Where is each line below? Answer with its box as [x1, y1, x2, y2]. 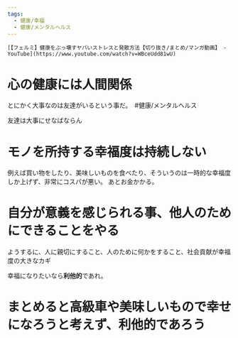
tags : [7, 10, 23, 18]
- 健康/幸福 [13, 17, 45, 24]
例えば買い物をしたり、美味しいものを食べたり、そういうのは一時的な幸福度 [7, 168, 231, 178]
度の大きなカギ [7, 256, 51, 265]
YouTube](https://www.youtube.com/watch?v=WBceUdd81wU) [7, 50, 176, 58]
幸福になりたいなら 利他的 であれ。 [7, 271, 107, 280]
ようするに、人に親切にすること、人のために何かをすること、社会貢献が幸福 [7, 248, 231, 256]
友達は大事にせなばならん [7, 116, 82, 125]
